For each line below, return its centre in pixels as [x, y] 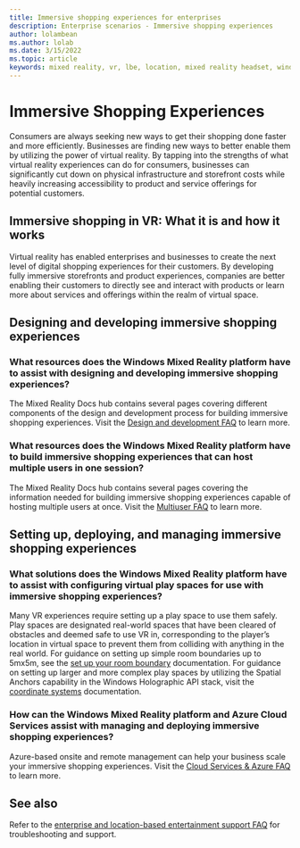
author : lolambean [43, 34]
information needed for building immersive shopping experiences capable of [150, 497]
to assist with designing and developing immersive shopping [144, 373]
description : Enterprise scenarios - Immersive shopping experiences [142, 26]
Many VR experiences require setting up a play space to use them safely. [144, 616]
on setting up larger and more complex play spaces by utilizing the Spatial [145, 673]
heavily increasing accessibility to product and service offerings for [133, 183]
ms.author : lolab [42, 42]
